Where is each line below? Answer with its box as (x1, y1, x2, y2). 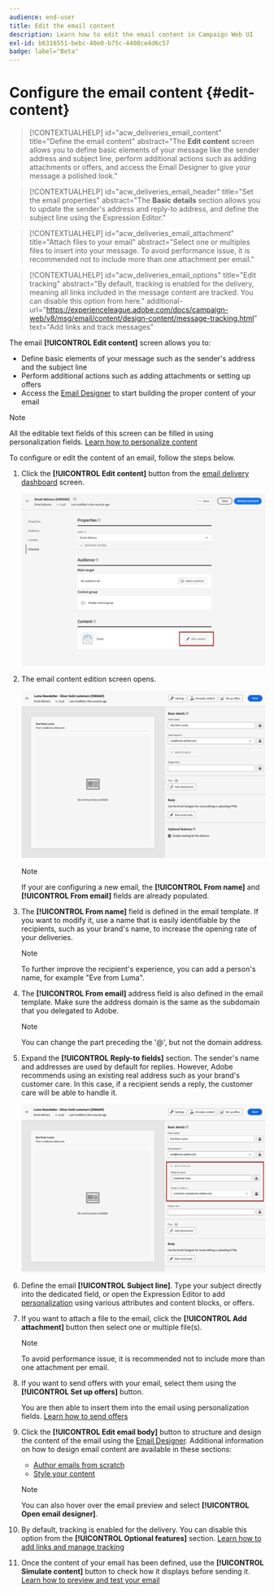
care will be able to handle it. (20, 1088, 118, 1097)
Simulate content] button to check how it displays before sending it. (20, 1567, 250, 1577)
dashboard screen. (20, 477, 85, 488)
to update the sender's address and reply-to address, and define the (28, 204, 259, 214)
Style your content (33, 1469, 96, 1479)
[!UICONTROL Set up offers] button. (20, 1387, 144, 1397)
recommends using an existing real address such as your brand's (20, 1070, 241, 1080)
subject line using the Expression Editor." (28, 212, 166, 223)
